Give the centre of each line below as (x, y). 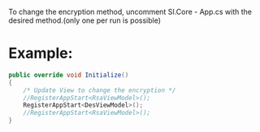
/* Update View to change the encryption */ (100, 90)
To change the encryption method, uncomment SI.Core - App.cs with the (130, 12)
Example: (41, 53)
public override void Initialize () (69, 75)
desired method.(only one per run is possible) (84, 20)
